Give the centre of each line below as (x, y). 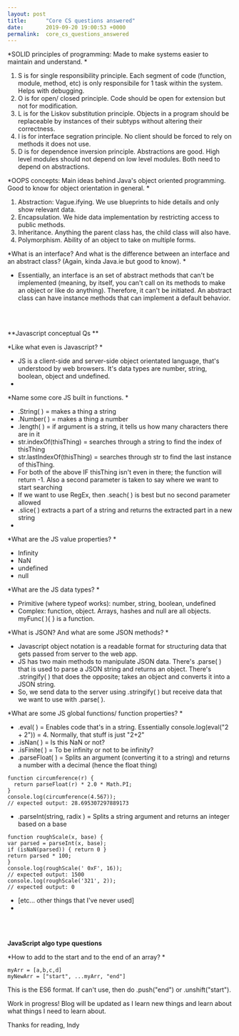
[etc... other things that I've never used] (76, 900)
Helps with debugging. (51, 91)
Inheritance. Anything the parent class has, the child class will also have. (124, 232)
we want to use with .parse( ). (61, 699)
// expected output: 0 (41, 887)
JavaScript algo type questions (55, 943)
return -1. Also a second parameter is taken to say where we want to (118, 480)
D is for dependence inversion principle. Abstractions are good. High (118, 151)
